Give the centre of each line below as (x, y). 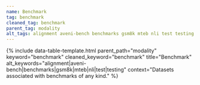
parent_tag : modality (33, 28)
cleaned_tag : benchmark (36, 23)
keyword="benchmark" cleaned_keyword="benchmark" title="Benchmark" (99, 57)
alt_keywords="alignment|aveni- (46, 64)
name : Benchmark (26, 12)
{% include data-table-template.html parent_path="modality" (81, 51)
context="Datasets (151, 70)
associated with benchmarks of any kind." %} (62, 76)
